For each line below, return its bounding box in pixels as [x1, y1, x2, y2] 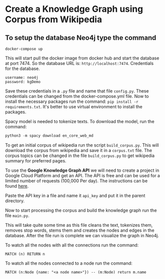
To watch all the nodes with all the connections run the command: [5, 242, 139, 248]
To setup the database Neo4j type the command [5, 33, 157, 42]
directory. [5, 198, 25, 204]
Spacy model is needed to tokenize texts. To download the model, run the [5, 119, 155, 124]
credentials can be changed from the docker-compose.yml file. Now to [5, 93, 149, 99]
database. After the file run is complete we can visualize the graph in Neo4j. [5, 232, 159, 238]
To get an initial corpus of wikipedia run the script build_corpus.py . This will [5, 142, 159, 148]
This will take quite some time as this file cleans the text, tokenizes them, [5, 222, 153, 228]
